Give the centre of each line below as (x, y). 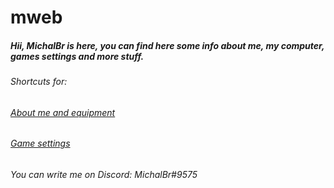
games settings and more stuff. (77, 56)
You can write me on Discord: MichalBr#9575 (104, 174)
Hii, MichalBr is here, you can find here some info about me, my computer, (167, 45)
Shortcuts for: (39, 82)
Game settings (40, 143)
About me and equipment (63, 112)
